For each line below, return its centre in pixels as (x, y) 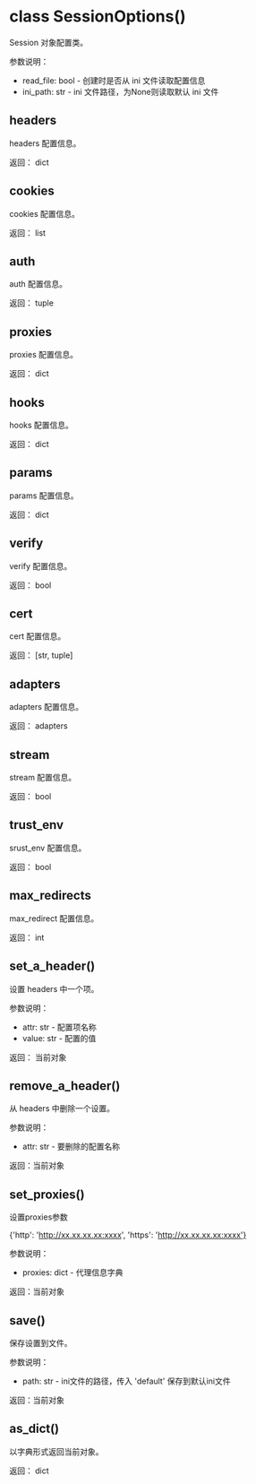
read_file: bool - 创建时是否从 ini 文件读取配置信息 (114, 80)
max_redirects (50, 896)
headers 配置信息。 (45, 143)
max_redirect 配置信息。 (54, 918)
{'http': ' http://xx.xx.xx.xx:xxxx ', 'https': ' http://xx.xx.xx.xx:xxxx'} (128, 1235)
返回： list (28, 233)
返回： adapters (39, 726)
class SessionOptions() (98, 17)
